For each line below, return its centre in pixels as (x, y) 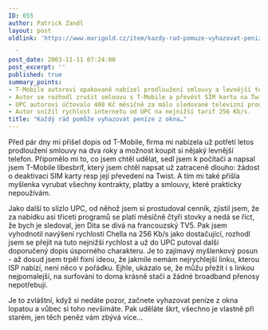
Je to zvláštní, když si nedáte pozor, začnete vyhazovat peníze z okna (123, 300)
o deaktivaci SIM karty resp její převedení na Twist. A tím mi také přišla (124, 176)
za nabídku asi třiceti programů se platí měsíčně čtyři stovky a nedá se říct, (132, 217)
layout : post (30, 30)
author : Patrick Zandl (46, 23)
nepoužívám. (30, 193)
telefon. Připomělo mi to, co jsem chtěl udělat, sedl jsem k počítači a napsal (132, 159)
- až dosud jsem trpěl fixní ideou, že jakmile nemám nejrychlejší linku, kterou (134, 259)
